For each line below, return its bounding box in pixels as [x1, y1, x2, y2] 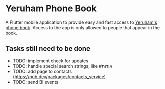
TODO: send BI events [12, 79, 59, 85]
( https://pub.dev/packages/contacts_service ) [12, 73, 106, 80]
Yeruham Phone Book [5, 3, 97, 14]
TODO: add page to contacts [12, 68, 72, 74]
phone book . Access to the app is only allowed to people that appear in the [5, 24, 160, 30]
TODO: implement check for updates [12, 58, 89, 64]
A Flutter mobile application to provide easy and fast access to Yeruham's [5, 19, 158, 25]
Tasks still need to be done [5, 44, 90, 53]
